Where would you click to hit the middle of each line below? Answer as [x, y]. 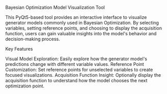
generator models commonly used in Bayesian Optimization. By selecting [82, 23]
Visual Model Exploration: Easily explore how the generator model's [76, 59]
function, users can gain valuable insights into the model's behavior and [81, 33]
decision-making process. [33, 39]
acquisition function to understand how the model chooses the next [76, 80]
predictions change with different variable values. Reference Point [75, 64]
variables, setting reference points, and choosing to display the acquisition [84, 28]
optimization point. [25, 86]
